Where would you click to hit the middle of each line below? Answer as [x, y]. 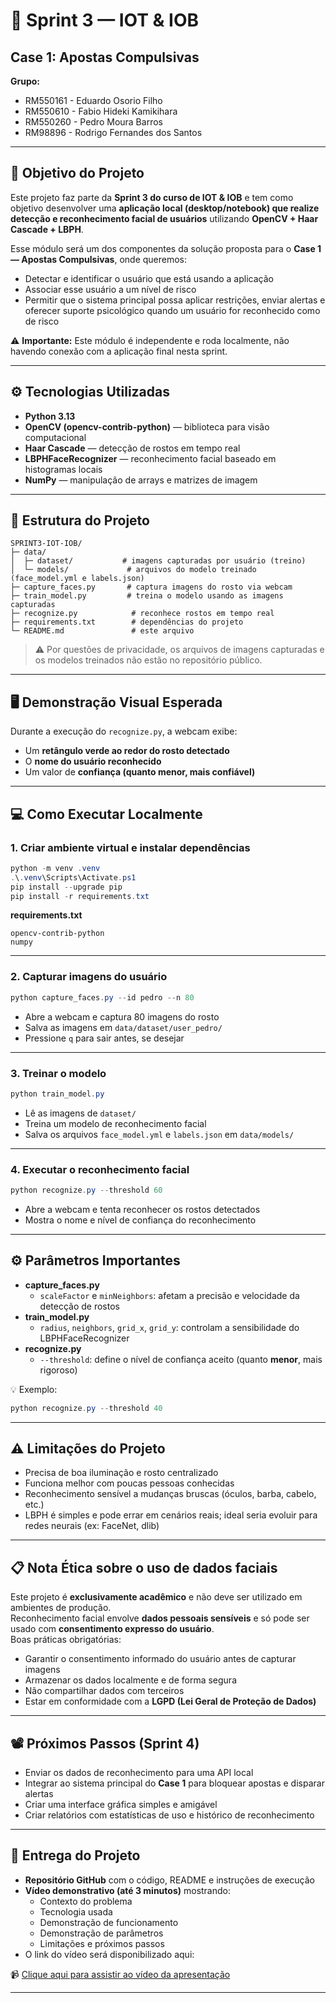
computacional [55, 437]
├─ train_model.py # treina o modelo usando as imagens [147, 596]
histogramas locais [63, 469]
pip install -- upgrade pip [66, 887]
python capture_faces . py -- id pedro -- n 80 [102, 997]
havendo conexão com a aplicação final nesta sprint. [119, 351]
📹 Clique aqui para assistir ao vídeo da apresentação [120, 1974]
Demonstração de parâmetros [101, 1933]
